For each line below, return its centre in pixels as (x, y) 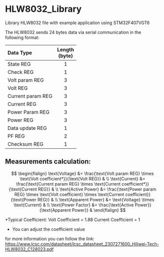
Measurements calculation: (48, 162)
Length (66, 49)
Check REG (21, 72)
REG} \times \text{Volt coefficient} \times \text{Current (69, 194)
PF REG (16, 136)
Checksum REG (26, 144)
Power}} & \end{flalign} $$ (99, 210)
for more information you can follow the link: (50, 239)
